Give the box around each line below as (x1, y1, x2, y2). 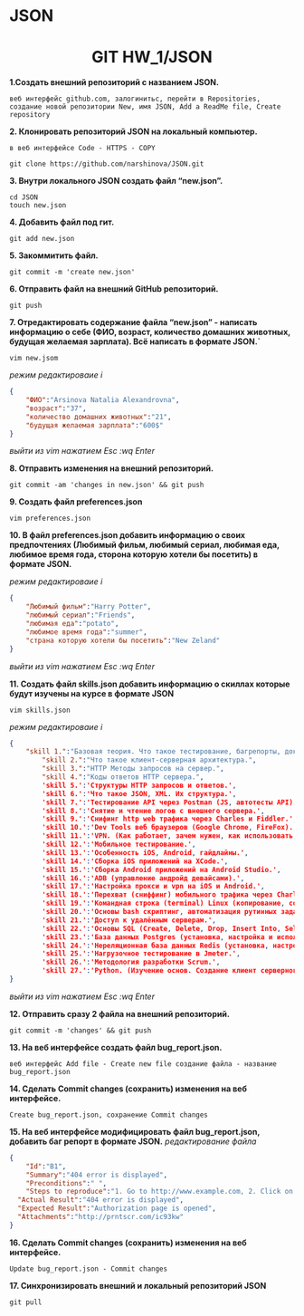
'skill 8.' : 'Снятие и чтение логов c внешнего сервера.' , (42, 806, 265, 815)
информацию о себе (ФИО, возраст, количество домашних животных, (9, 327, 291, 338)
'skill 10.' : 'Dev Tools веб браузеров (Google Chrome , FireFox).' (42, 823, 298, 832)
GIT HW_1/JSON (91, 47, 213, 68)
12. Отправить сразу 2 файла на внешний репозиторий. (9, 1008, 231, 1019)
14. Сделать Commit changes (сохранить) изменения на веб (9, 1083, 247, 1094)
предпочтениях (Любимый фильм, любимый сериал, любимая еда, (9, 540, 280, 551)
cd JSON (9, 193, 39, 202)
